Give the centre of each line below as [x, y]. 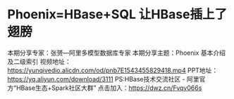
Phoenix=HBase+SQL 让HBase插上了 [117, 14]
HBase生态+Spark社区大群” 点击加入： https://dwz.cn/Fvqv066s [109, 88]
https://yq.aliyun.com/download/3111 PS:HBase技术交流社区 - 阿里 [103, 79]
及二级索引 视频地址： [39, 61]
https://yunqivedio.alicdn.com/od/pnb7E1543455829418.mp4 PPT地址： [113, 70]
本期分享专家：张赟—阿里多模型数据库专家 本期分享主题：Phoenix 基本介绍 [116, 53]
